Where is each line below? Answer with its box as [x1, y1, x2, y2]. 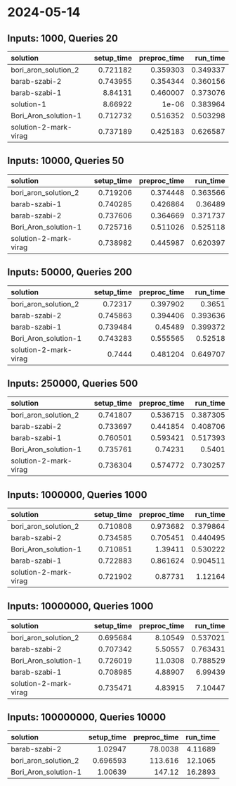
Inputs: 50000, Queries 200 [7, 266, 133, 278]
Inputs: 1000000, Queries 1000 [7, 489, 147, 501]
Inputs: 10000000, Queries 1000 [7, 600, 154, 612]
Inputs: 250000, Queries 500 [7, 378, 138, 389]
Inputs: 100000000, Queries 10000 [7, 711, 166, 723]
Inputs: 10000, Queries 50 [7, 155, 124, 167]
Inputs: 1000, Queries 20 [7, 32, 118, 44]
